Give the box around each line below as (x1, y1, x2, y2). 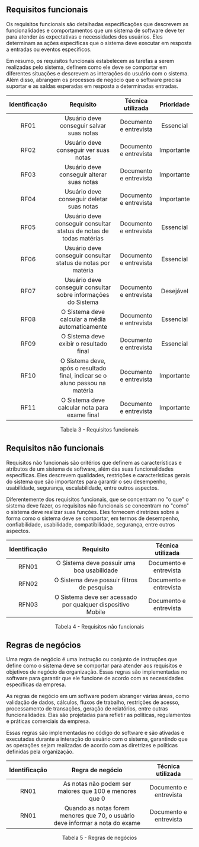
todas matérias (62, 234, 104, 242)
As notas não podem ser (63, 780, 131, 788)
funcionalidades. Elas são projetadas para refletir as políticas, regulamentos (6, 712, 191, 719)
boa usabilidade (73, 566, 118, 575)
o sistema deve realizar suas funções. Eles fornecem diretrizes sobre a (6, 508, 179, 515)
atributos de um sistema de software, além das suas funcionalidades (6, 465, 174, 472)
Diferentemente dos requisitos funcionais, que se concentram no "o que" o (6, 496, 190, 503)
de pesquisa (79, 583, 113, 591)
